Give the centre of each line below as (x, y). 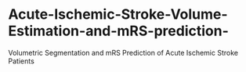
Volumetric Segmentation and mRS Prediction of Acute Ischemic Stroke (123, 52)
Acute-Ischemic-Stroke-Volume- (118, 14)
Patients (22, 61)
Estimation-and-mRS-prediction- (118, 31)
